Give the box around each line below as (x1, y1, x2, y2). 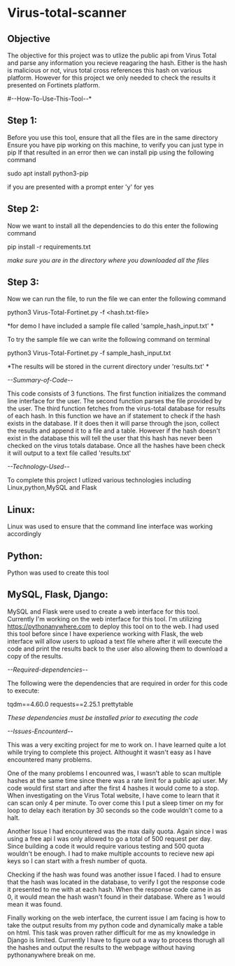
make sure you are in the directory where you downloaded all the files (7, 256, 210, 264)
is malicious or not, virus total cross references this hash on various (7, 66, 202, 74)
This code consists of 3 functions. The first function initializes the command (7, 389, 227, 398)
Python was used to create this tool (7, 568, 110, 577)
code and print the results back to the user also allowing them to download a (7, 644, 229, 653)
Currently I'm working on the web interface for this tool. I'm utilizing (7, 614, 202, 623)
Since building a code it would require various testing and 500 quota (7, 842, 204, 850)
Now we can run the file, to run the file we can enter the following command (7, 295, 227, 303)
